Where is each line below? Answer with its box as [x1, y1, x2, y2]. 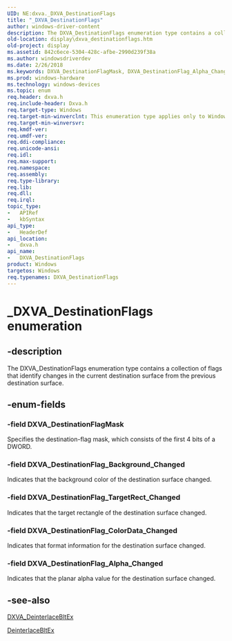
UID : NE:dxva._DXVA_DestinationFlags [7, 10, 116, 17]
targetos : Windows [7, 267, 60, 274]
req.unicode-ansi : [7, 145, 60, 152]
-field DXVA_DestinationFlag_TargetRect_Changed [7, 492, 181, 502]
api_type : [7, 222, 36, 229]
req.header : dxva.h [7, 94, 64, 101]
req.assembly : [7, 171, 48, 178]
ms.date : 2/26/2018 [7, 62, 64, 68]
